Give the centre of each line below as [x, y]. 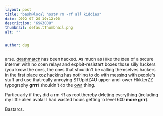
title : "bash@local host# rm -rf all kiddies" [53, 14]
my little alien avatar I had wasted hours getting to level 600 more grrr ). [77, 99]
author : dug [17, 45]
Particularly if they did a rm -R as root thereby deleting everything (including [82, 94]
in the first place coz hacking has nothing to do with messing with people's [80, 75]
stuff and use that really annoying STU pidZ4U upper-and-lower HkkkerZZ [79, 80]
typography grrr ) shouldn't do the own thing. [50, 85]
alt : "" [13, 32]
